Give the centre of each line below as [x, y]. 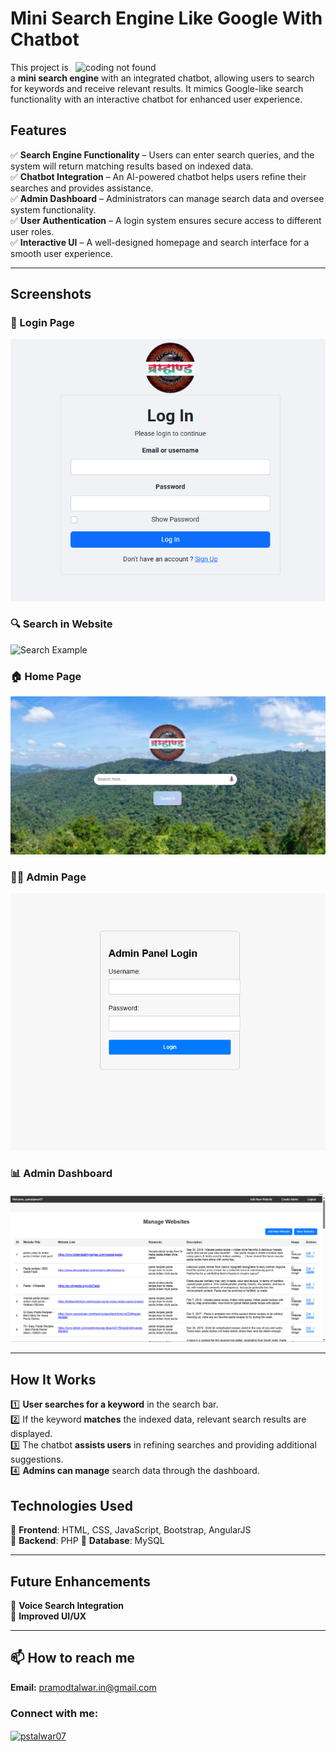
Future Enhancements [81, 1581]
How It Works [53, 1379]
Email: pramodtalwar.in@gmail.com [83, 1687]
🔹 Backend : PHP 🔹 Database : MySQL [87, 1541]
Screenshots [51, 294]
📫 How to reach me [73, 1658]
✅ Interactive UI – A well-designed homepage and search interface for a [160, 242]
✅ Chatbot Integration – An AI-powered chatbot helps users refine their [158, 176]
